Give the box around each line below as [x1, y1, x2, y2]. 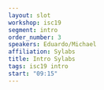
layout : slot [8, 11, 51, 20]
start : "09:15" [8, 70, 58, 77]
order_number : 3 [8, 33, 61, 41]
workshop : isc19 [8, 19, 61, 27]
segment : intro [8, 26, 58, 34]
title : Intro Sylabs [8, 56, 76, 63]
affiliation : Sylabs [8, 48, 76, 56]
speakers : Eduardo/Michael [8, 41, 97, 49]
